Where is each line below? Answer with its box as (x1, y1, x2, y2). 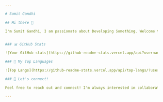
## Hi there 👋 (5, 20, 34, 25)
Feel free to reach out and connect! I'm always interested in (5, 85, 136, 90)
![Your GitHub (5, 50, 34, 56)
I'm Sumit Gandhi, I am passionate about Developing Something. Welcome (5, 29, 155, 34)
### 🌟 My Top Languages (5, 59, 53, 64)
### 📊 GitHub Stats (5, 42, 46, 46)
